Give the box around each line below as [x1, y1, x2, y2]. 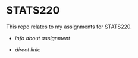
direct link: [14, 46, 41, 53]
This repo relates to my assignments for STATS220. [6, 23, 132, 30]
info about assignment [14, 34, 70, 41]
